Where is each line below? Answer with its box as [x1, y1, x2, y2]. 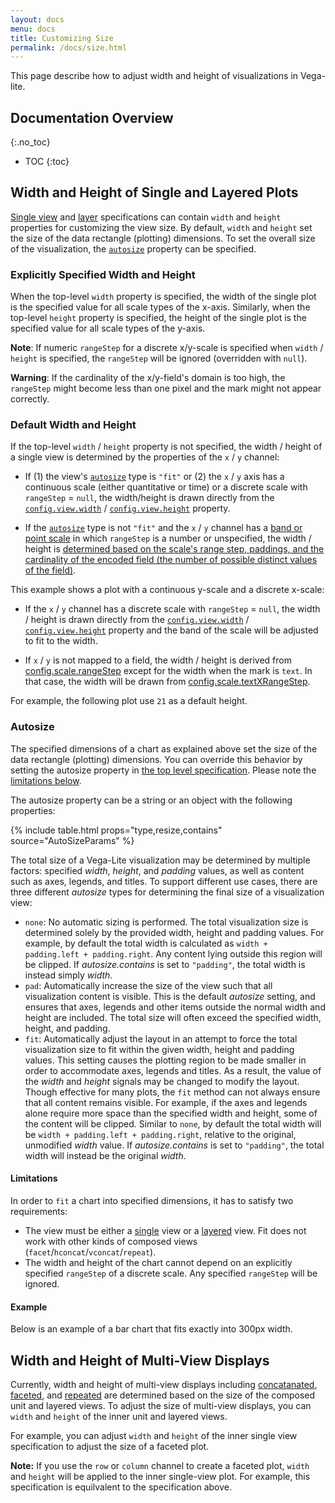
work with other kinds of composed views [24, 1235, 198, 1247]
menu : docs [10, 24, 56, 34]
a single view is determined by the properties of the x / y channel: [10, 451, 280, 463]
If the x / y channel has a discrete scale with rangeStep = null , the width [24, 603, 321, 615]
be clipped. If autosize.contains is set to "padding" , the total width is [24, 958, 306, 970]
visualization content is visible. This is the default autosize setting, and [24, 990, 316, 1002]
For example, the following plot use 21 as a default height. [10, 695, 248, 707]
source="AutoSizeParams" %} [10, 834, 135, 846]
